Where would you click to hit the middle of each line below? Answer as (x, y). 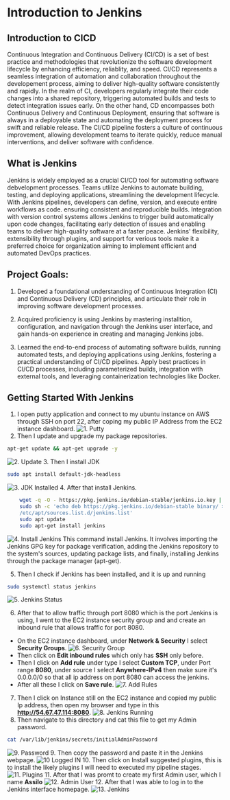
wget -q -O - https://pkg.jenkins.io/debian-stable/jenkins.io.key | (121, 500)
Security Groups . (42, 648)
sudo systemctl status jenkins (52, 586)
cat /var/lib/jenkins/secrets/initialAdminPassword (82, 740)
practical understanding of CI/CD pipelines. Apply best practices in (111, 361)
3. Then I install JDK (72, 462)
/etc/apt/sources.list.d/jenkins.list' (76, 513)
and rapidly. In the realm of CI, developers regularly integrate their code (108, 91)
